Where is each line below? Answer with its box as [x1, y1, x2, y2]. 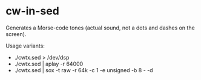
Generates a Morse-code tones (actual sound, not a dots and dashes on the [5, 24, 195, 31]
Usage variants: [5, 42, 45, 49]
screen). [5, 30, 27, 37]
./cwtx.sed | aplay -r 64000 [14, 60, 84, 67]
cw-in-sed [5, 4, 60, 18]
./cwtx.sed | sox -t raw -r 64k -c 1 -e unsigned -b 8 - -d [14, 66, 153, 73]
